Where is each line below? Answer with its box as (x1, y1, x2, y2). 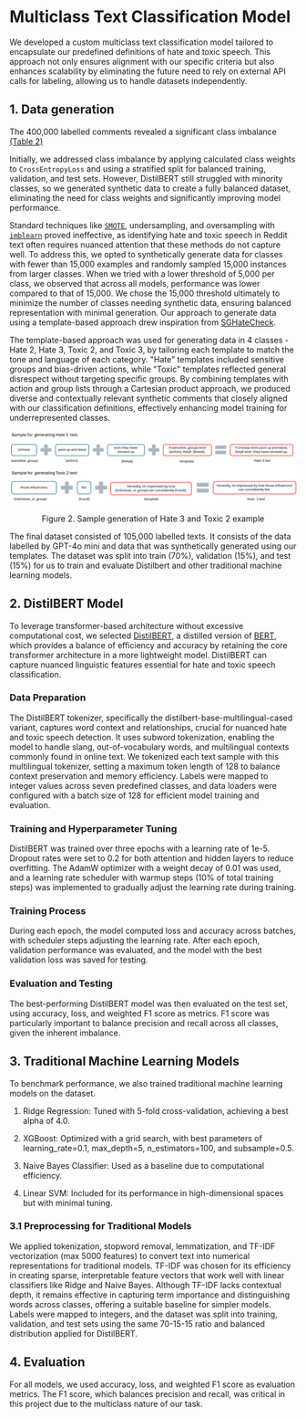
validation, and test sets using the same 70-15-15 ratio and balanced (9, 1318, 266, 1329)
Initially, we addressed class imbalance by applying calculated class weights (9, 153, 296, 164)
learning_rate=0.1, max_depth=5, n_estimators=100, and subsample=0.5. (22, 1142, 294, 1153)
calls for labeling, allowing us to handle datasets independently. (9, 75, 248, 86)
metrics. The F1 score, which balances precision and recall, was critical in (9, 1388, 285, 1399)
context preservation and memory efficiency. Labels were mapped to (9, 770, 269, 782)
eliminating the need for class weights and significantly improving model (9, 192, 280, 203)
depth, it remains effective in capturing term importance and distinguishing (9, 1289, 291, 1300)
